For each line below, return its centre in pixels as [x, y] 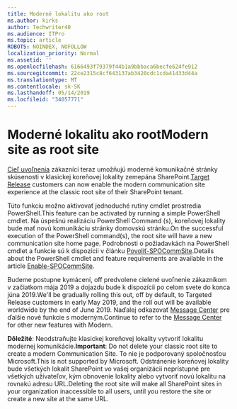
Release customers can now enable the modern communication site [106, 184]
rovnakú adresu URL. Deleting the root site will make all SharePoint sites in [115, 383]
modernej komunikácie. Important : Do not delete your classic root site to [112, 346]
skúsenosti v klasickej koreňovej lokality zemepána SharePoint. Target [109, 177]
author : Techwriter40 [39, 27]
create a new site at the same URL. [58, 398]
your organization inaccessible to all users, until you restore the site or [110, 391]
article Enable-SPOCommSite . [51, 266]
